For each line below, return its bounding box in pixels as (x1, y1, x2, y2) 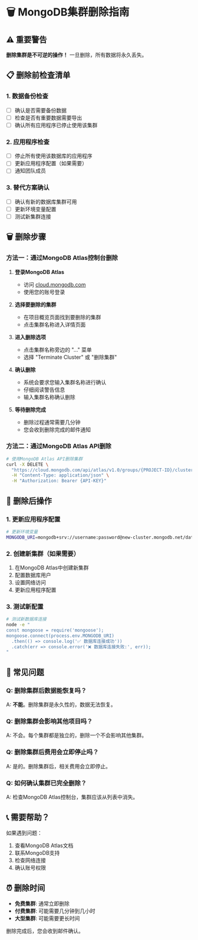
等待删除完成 (14, 406, 46, 413)
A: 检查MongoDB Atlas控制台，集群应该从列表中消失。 (6, 793, 138, 800)
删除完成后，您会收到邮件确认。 (6, 927, 84, 934)
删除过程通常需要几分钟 (23, 419, 81, 426)
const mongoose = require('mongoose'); (6, 627, 104, 633)
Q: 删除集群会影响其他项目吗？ (6, 717, 93, 725)
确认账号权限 (14, 864, 46, 871)
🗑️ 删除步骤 (6, 232, 46, 242)
